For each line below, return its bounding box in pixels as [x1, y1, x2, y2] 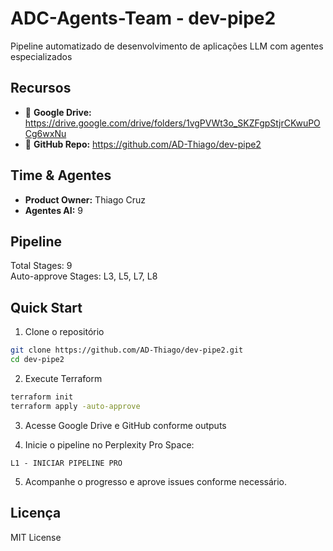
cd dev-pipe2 [10, 355, 65, 365]
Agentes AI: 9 [24, 204, 83, 216]
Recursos [10, 80, 72, 97]
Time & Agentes [10, 167, 112, 184]
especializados [10, 50, 73, 62]
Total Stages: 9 [10, 260, 73, 272]
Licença [10, 505, 62, 522]
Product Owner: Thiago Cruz [24, 193, 147, 206]
